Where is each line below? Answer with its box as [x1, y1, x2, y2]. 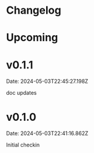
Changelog [6, 4, 61, 17]
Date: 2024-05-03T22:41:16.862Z [6, 130, 89, 137]
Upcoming [6, 31, 59, 45]
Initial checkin [6, 141, 40, 149]
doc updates [6, 89, 37, 96]
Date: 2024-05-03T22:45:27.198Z [6, 78, 89, 85]
